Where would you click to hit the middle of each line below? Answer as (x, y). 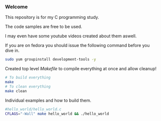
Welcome (16, 7)
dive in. (12, 51)
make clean (16, 91)
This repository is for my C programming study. (52, 17)
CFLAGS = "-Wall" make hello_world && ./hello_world (57, 114)
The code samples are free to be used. (44, 27)
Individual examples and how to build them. (48, 100)
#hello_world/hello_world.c (33, 109)
